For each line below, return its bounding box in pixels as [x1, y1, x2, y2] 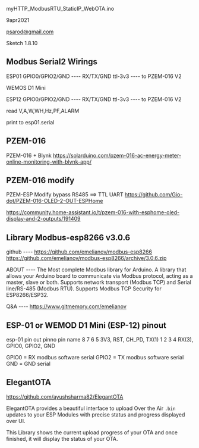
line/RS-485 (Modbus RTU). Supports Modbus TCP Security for [6, 285, 162, 292]
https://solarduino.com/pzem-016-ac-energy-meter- [52, 152, 182, 159]
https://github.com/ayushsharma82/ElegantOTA [6, 393, 124, 400]
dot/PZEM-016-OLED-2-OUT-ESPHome [6, 198, 103, 205]
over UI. [6, 417, 26, 424]
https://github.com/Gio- [124, 191, 183, 198]
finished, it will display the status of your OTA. [6, 435, 118, 442]
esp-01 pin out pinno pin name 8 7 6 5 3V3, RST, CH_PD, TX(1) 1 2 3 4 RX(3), [6, 336, 194, 343]
